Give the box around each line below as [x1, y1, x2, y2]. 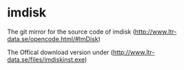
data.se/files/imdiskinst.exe [7, 55, 85, 63]
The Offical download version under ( [7, 48, 114, 56]
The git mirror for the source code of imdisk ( [7, 27, 136, 36]
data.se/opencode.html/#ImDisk [7, 34, 99, 43]
